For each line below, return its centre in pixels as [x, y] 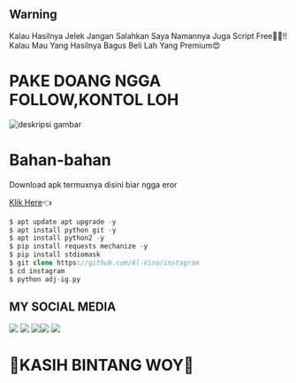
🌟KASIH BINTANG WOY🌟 [102, 365]
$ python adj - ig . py [45, 279]
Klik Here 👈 [30, 202]
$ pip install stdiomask [55, 255]
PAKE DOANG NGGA [85, 81]
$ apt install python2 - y [57, 238]
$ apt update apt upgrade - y [63, 222]
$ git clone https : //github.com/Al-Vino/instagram [104, 263]
